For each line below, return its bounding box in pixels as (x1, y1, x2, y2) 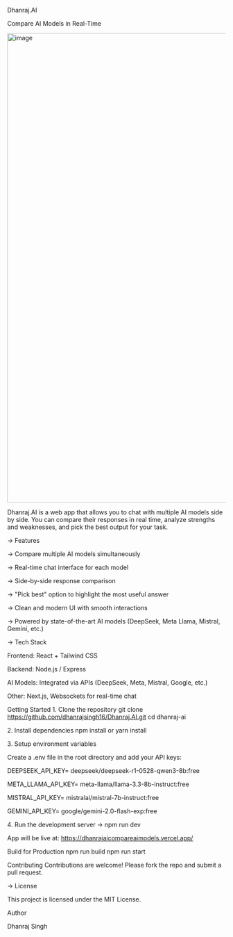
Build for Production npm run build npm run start (7, 847, 146, 856)
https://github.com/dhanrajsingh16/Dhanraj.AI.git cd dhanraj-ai (7, 712, 186, 721)
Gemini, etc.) (7, 625, 44, 633)
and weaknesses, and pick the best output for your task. (7, 523, 169, 531)
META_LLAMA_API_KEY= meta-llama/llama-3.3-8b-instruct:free (7, 780, 189, 788)
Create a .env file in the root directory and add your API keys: (7, 753, 182, 761)
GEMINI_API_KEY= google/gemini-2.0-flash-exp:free (7, 807, 157, 815)
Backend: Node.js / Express (7, 665, 87, 673)
